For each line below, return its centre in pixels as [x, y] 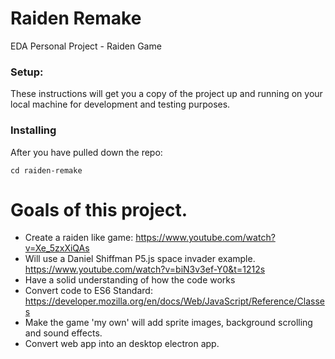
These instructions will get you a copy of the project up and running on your [166, 94]
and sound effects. [63, 333]
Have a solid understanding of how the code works [130, 280]
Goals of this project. [99, 209]
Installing [33, 130]
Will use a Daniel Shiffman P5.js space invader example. [140, 259]
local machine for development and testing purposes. [120, 104]
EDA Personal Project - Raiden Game [86, 46]
